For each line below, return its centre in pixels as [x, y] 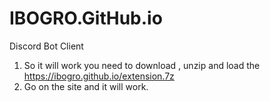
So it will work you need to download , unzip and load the [142, 65]
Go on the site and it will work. [86, 86]
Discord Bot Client [46, 46]
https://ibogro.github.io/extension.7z [99, 76]
